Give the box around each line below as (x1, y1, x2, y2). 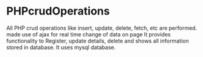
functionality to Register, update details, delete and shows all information (6, 37, 189, 44)
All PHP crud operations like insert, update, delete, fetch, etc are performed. (6, 24, 198, 32)
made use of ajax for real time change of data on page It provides (6, 30, 171, 38)
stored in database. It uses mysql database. (6, 44, 116, 51)
